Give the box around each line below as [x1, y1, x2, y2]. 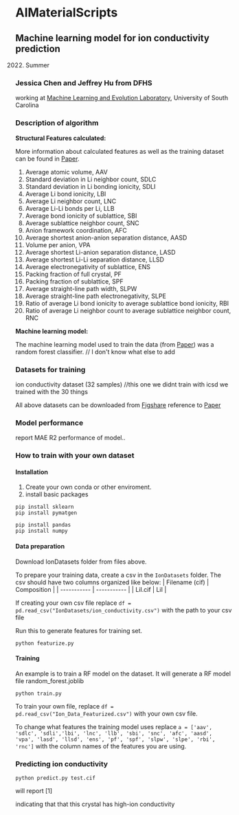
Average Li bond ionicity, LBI [25, 190, 106, 198]
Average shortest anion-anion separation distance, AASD [25, 233, 187, 242]
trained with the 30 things [15, 387, 89, 395]
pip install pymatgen [15, 509, 78, 516]
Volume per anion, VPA [25, 240, 91, 249]
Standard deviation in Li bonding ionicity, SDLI [25, 182, 156, 190]
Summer [25, 61, 50, 69]
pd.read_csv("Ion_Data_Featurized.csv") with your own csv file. [15, 709, 198, 718]
